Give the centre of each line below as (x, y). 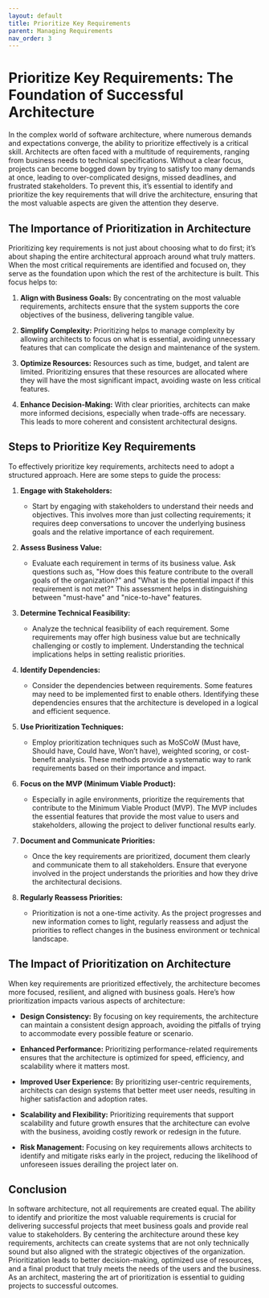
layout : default (35, 16)
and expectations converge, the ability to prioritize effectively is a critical (128, 143)
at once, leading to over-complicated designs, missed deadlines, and (122, 177)
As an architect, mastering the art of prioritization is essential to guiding (126, 1277)
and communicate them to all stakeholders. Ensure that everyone (139, 865)
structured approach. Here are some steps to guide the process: (115, 475)
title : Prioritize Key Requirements (69, 23)
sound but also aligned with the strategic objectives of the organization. (127, 1252)
